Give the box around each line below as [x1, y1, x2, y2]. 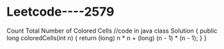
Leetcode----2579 [6, 4, 115, 20]
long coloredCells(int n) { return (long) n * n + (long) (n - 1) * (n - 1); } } [6, 33, 207, 42]
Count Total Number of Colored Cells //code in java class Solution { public [6, 27, 218, 35]
